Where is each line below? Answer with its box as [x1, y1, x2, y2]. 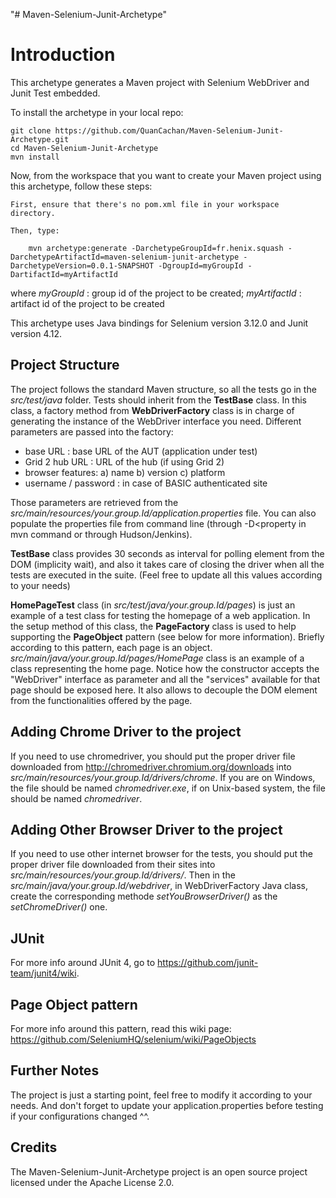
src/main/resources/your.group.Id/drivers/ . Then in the [10, 869, 236, 881]
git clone [10, 125, 52, 136]
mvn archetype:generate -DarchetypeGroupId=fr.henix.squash [28, 243, 284, 253]
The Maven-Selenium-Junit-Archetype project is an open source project [10, 1165, 308, 1178]
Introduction [10, 44, 116, 66]
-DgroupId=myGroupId [158, 260, 244, 271]
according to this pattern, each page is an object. [10, 641, 213, 653]
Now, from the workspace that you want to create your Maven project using [10, 169, 322, 181]
